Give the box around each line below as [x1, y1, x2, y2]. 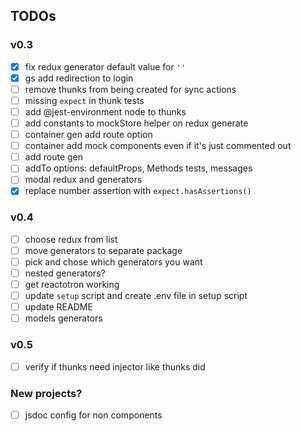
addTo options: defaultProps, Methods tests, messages [24, 162, 253, 174]
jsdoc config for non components [24, 409, 163, 421]
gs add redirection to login [24, 72, 134, 84]
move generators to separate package [24, 244, 183, 256]
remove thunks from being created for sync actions [24, 83, 237, 95]
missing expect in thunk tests [24, 94, 145, 106]
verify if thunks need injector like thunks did [24, 360, 206, 373]
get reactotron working [24, 278, 120, 290]
